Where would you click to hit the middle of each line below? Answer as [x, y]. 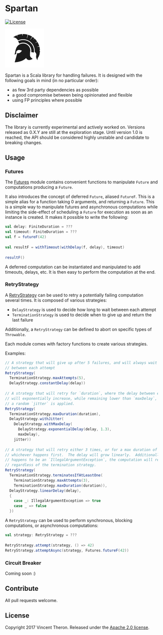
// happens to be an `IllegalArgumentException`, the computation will [79, 460]
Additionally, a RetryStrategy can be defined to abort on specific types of [78, 329]
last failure [23, 320]
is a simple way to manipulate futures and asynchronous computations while [81, 207]
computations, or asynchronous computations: [52, 526]
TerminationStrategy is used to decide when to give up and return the [82, 315]
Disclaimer [22, 115]
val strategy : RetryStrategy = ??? [41, 535]
